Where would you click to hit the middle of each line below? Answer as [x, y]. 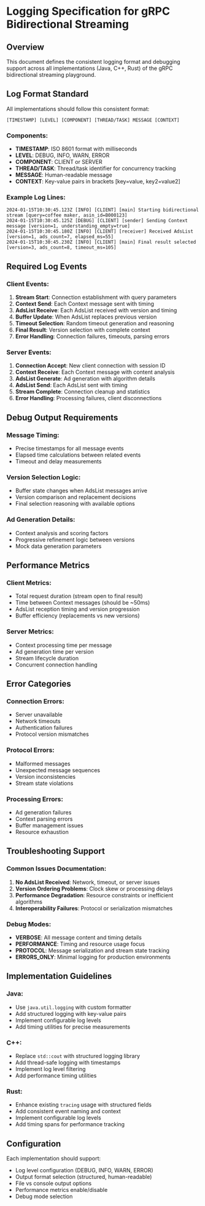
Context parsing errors [44, 819]
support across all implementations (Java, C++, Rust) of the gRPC [90, 68]
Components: [27, 135]
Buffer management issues [49, 825]
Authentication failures [44, 728]
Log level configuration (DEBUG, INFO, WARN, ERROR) [84, 1170]
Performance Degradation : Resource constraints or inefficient [94, 895]
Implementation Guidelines [59, 976]
